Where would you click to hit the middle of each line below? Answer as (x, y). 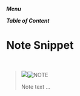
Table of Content (28, 20)
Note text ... (36, 87)
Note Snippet (40, 46)
